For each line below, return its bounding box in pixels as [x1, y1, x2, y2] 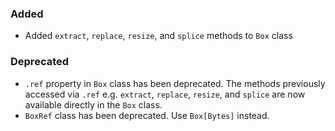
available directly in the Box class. [24, 98, 163, 111]
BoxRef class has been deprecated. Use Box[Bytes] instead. [24, 109, 270, 121]
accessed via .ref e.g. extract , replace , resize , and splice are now [24, 88, 306, 100]
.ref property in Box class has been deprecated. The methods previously [24, 77, 326, 89]
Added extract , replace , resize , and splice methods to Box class [24, 30, 293, 42]
